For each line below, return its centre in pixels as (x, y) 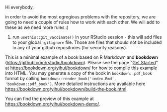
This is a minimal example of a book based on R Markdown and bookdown (82, 57)
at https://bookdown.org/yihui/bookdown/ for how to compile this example (81, 68)
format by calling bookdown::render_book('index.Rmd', (61, 78)
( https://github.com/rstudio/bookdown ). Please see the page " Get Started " (82, 62)
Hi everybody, (19, 7)
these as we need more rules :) (37, 27)
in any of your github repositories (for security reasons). (70, 48)
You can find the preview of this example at (49, 99)
